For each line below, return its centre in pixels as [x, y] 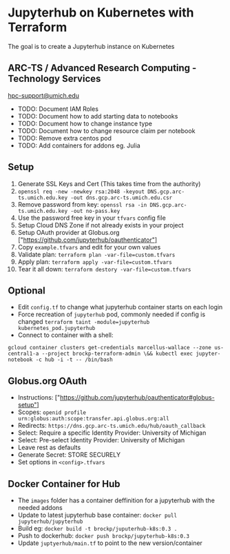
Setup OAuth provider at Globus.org [69, 232]
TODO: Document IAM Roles [58, 109]
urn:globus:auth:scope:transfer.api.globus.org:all [93, 419]
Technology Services [54, 79]
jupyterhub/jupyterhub [50, 522]
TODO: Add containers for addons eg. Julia [79, 145]
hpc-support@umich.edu [44, 95]
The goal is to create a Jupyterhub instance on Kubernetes [91, 46]
